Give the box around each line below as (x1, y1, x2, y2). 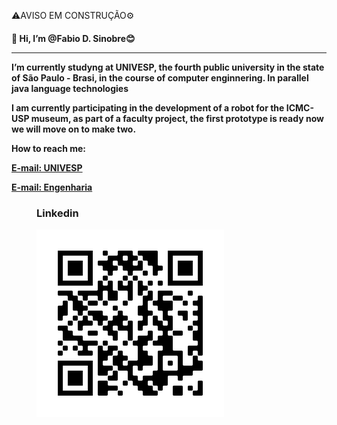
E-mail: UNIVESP (11, 161, 83, 174)
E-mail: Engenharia (11, 181, 93, 193)
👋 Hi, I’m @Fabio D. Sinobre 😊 (11, 32, 136, 44)
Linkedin (36, 206, 79, 220)
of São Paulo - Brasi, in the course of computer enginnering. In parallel (11, 71, 309, 84)
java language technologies (11, 82, 129, 94)
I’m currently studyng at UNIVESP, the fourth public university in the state (11, 61, 325, 73)
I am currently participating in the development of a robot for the (11, 101, 285, 114)
